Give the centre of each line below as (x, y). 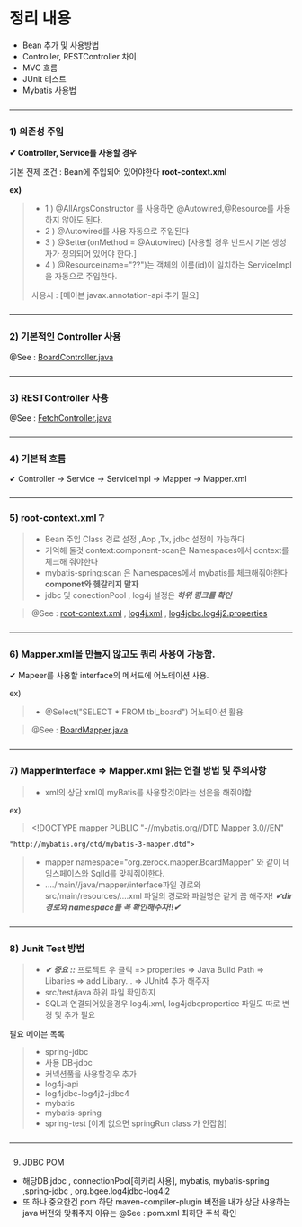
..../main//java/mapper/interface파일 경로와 (123, 885)
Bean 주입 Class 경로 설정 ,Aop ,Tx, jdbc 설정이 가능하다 (145, 539)
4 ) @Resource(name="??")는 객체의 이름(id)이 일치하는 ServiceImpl (168, 265)
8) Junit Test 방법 (47, 949)
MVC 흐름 (40, 68)
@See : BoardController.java (62, 357)
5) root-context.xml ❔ (57, 518)
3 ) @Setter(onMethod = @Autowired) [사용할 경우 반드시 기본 (157, 242)
